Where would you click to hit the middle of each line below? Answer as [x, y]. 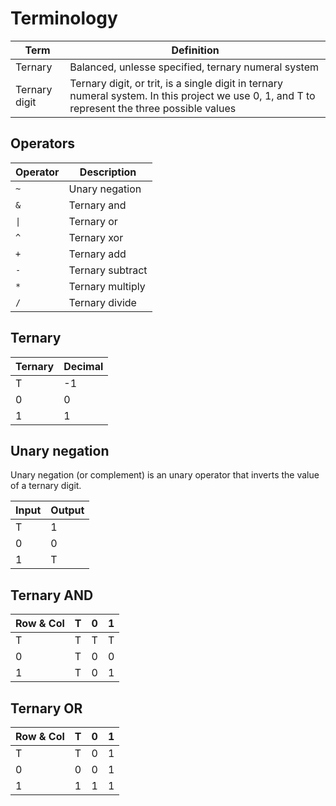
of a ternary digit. [46, 486]
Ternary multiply [107, 286]
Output [67, 510]
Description [108, 172]
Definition [195, 50]
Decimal [83, 366]
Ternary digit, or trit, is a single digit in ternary [176, 83]
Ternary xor [96, 237]
